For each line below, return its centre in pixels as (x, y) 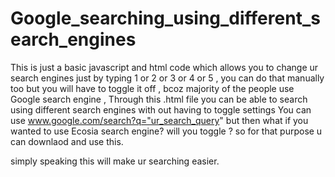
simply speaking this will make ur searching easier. (115, 161)
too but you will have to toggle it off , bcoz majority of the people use (152, 88)
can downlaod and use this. (67, 141)
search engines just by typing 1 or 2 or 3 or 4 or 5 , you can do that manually (167, 78)
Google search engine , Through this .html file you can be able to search (159, 99)
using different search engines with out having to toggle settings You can (161, 109)
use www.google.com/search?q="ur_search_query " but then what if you (159, 120)
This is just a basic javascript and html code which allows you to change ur (164, 67)
